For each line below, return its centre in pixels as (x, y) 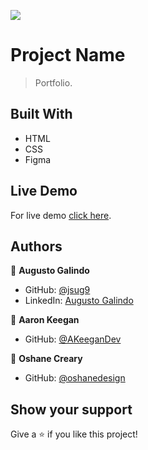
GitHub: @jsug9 (57, 290)
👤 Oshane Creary (46, 359)
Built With (41, 114)
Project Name (68, 55)
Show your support (71, 409)
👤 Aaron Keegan (45, 320)
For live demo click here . (61, 215)
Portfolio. (53, 82)
